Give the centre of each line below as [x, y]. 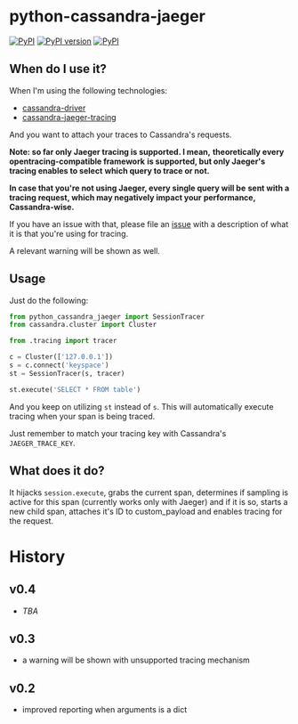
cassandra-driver [54, 108]
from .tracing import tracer [63, 341]
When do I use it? [58, 69]
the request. [32, 521]
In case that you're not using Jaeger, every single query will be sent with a [149, 188]
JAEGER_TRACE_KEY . [42, 443]
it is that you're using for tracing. [69, 233]
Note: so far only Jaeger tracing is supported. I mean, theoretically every [147, 151]
